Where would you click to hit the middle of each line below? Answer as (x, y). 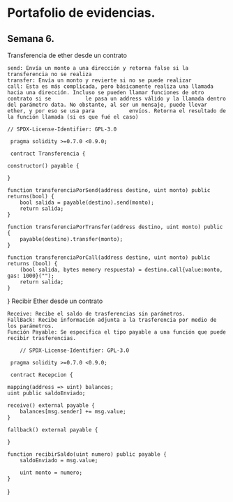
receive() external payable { (51, 406)
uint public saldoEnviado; (46, 393)
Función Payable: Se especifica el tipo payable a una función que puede (117, 332)
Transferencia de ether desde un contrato (67, 55)
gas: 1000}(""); (31, 276)
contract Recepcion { (42, 375)
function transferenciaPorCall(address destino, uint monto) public (109, 258)
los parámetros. (31, 326)
